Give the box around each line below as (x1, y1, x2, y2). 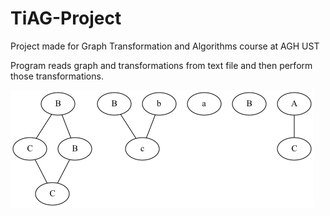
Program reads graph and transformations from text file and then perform (10, 59, 313, 71)
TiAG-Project (10, 7, 122, 30)
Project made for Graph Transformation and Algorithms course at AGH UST (10, 40, 320, 52)
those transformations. (10, 70, 104, 82)
